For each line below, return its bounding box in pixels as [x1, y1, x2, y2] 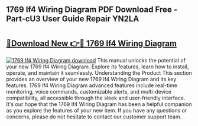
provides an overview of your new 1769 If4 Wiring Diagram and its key [6, 76, 177, 82]
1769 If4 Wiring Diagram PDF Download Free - [6, 5, 178, 15]
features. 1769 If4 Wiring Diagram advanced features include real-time [6, 82, 177, 89]
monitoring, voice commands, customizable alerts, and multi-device [6, 88, 171, 95]
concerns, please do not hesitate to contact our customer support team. [6, 113, 182, 120]
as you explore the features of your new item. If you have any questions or [6, 107, 187, 114]
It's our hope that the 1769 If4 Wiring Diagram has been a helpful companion [6, 101, 192, 108]
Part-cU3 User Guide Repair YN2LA [6, 14, 139, 24]
